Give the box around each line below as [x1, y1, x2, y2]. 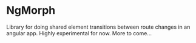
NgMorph [6, 4, 56, 17]
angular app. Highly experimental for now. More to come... [6, 29, 152, 36]
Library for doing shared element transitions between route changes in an [6, 23, 191, 30]
